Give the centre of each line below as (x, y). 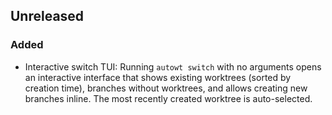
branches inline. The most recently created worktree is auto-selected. (168, 98)
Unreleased (47, 16)
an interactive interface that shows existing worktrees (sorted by (158, 77)
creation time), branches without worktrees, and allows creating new (166, 88)
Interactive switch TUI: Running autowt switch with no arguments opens (173, 66)
